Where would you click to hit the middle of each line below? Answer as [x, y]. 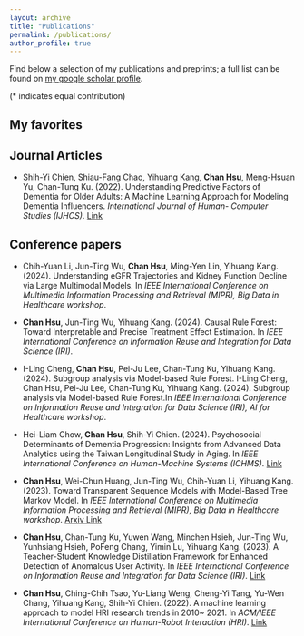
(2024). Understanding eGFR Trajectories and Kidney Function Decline [155, 276]
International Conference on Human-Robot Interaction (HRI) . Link [145, 622]
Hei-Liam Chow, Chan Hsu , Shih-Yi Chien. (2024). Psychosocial [142, 435]
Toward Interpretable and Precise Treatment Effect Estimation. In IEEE [153, 332]
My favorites [46, 125]
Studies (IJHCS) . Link [62, 216]
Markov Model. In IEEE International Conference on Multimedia [140, 501]
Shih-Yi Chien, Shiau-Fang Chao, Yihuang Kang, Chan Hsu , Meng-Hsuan [159, 177]
